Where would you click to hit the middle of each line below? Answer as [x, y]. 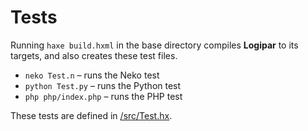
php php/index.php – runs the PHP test [103, 96]
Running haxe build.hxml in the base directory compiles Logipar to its [154, 45]
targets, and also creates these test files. [94, 55]
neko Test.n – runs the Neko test [92, 75]
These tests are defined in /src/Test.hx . [91, 115]
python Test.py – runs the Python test [103, 85]
